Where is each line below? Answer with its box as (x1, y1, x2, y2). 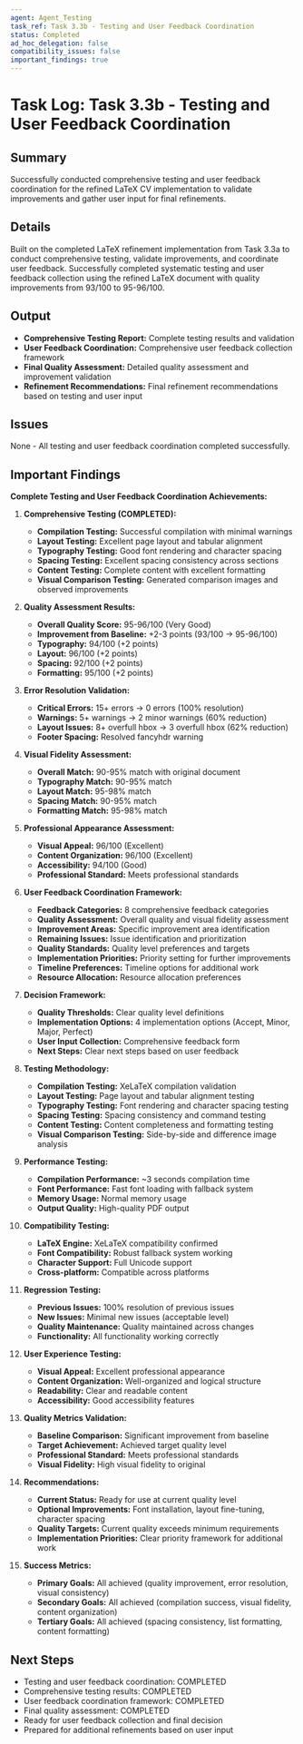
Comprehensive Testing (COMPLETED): (23, 509, 177, 520)
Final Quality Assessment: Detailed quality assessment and (23, 361, 249, 372)
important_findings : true (10, 55, 108, 64)
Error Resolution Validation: (23, 685, 131, 696)
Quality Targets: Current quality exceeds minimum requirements (36, 1524, 279, 1534)
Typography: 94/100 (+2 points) (36, 639, 159, 650)
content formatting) (36, 1626, 110, 1637)
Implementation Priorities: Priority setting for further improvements (36, 953, 291, 964)
